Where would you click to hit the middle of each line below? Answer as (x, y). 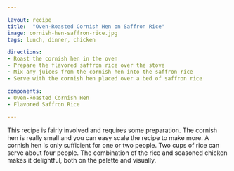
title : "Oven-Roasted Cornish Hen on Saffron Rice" (86, 26)
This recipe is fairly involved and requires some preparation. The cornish (112, 130)
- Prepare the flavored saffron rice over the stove (86, 65)
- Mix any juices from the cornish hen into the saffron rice (100, 72)
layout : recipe (30, 20)
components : (25, 91)
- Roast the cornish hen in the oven (63, 59)
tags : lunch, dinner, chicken (52, 39)
